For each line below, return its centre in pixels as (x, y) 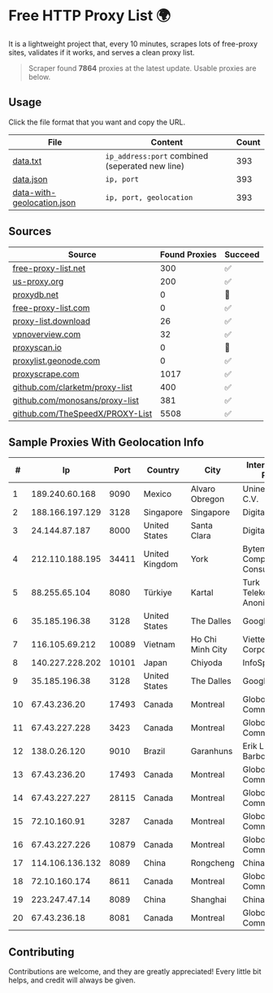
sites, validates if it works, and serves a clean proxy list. (102, 52)
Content (167, 142)
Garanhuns (212, 751)
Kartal (202, 593)
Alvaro (203, 489)
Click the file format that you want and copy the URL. (97, 122)
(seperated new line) (145, 166)
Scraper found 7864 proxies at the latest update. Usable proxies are (142, 68)
